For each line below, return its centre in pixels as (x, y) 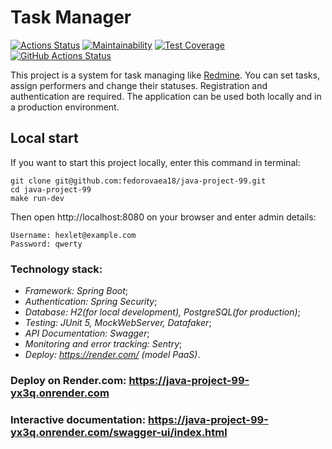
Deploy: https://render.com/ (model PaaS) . (112, 355)
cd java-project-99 (51, 189)
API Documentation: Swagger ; (87, 333)
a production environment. (65, 107)
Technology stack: (56, 269)
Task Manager (71, 17)
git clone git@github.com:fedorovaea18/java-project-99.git (138, 181)
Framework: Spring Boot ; (76, 291)
